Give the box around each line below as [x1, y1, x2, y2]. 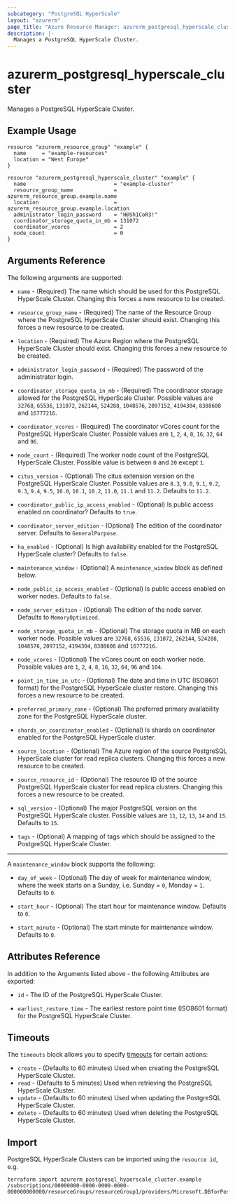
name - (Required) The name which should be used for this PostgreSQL [17, 287, 220, 295]
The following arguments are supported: [7, 273, 124, 281]
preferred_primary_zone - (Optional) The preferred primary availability [17, 704, 220, 713]
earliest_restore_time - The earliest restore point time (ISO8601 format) [17, 1004, 228, 1013]
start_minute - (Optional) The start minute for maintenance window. [17, 923, 213, 931]
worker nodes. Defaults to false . [17, 592, 112, 600]
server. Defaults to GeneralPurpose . [17, 528, 118, 537]
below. [17, 570, 37, 579]
